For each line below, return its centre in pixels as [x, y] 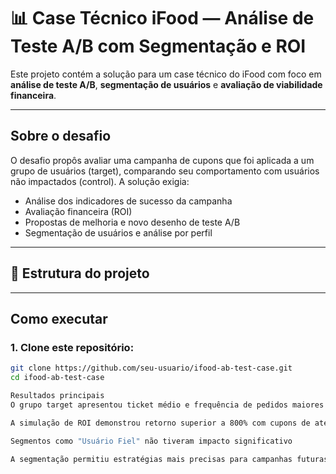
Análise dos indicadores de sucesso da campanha [128, 201]
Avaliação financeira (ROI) [78, 211]
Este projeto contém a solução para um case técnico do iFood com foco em [166, 74]
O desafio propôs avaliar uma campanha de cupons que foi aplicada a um [162, 160]
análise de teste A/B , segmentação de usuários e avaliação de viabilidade [166, 84]
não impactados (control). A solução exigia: [100, 181]
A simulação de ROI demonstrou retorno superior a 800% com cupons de [160, 423]
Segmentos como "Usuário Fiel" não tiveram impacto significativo [151, 441]
